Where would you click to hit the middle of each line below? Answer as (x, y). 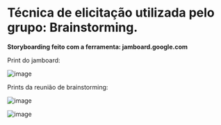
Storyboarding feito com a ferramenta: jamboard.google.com (98, 47)
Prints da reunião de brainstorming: (58, 87)
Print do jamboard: (34, 60)
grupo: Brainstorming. (73, 27)
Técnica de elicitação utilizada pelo (111, 13)
